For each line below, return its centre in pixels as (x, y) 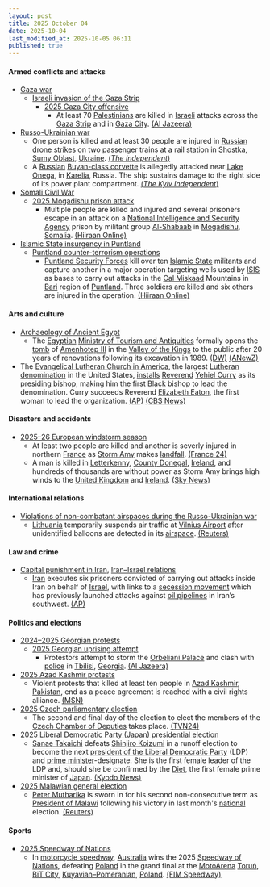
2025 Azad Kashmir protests (67, 675)
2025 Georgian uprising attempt (85, 649)
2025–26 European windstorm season (83, 437)
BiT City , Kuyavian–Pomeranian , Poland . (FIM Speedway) (127, 874)
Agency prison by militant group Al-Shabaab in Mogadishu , (142, 227)
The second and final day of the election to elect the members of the (146, 718)
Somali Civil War (47, 192)
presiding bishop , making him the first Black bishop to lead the (124, 383)
